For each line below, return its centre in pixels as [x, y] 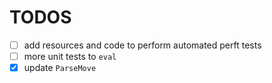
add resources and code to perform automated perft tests [142, 45]
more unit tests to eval [70, 56]
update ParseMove [60, 68]
